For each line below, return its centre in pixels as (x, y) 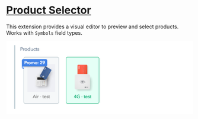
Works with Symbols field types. (44, 32)
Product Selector (49, 10)
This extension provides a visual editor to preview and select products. (92, 27)
